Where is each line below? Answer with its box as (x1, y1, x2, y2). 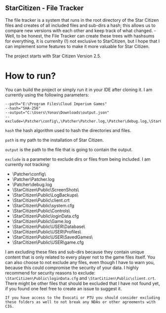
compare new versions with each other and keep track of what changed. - (5, 27, 157, 34)
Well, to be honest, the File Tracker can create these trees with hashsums (5, 33, 155, 39)
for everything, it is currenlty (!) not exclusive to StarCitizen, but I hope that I (5, 38, 160, 44)
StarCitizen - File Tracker (5, 4, 84, 12)
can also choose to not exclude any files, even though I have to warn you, (5, 259, 155, 265)
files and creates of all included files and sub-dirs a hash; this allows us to (5, 22, 156, 28)
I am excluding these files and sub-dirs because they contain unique (5, 249, 144, 255)
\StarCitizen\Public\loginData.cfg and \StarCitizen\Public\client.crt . (5, 275, 156, 281)
